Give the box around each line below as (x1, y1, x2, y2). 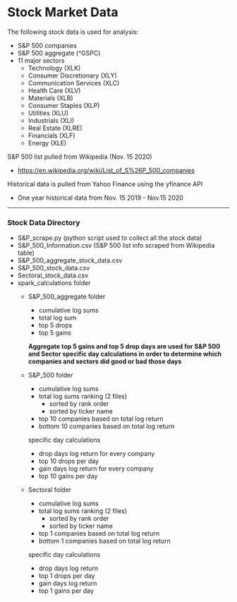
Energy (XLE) (28, 138, 67, 147)
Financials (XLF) (28, 131, 75, 140)
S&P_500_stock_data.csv (17, 264, 90, 272)
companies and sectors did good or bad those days (28, 357, 182, 366)
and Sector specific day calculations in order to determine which (28, 350, 222, 359)
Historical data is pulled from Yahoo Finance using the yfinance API (7, 179, 203, 188)
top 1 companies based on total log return (38, 529, 160, 538)
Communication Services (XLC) (28, 78, 120, 87)
